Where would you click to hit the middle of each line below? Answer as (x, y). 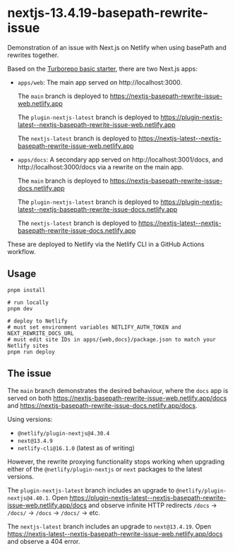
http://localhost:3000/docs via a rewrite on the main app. (101, 166)
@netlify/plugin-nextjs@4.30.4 (64, 433)
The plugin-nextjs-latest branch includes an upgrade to (91, 490)
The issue (29, 374)
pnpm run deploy (31, 352)
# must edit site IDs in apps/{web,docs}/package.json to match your (112, 339)
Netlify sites (28, 346)
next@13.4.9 (35, 441)
